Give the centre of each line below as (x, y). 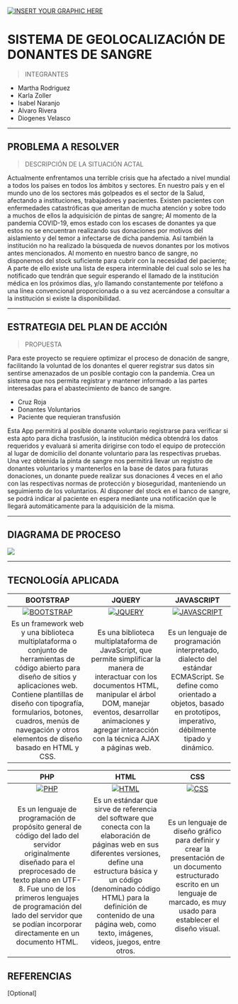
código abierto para (47, 668)
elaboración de (125, 836)
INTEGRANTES (46, 74)
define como (198, 686)
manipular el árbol (126, 694)
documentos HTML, (126, 686)
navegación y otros (47, 730)
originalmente (47, 854)
